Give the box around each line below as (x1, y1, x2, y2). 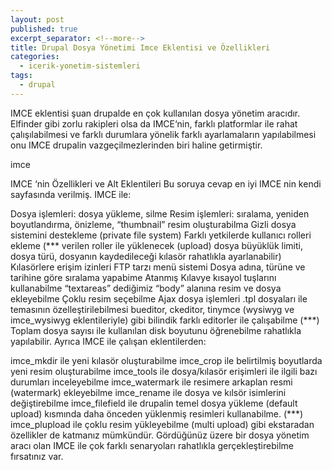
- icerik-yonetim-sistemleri (19, 61, 141, 71)
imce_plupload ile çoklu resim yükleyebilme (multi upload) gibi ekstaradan (10, 418, 315, 430)
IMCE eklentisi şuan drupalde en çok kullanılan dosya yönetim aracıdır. (10, 107, 301, 119)
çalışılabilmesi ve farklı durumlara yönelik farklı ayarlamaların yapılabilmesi (10, 128, 317, 140)
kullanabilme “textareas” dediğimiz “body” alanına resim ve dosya (10, 282, 282, 294)
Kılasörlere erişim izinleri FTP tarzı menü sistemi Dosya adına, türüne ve (10, 261, 306, 273)
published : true (10, 24, 78, 34)
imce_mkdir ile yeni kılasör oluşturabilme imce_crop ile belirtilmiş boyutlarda (10, 354, 323, 366)
